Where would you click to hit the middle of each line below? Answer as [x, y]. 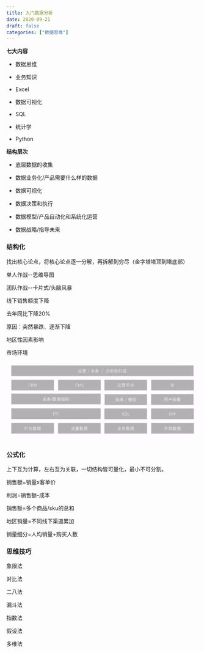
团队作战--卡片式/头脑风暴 [39, 287]
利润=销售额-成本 [28, 495]
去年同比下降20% [28, 313]
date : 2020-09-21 [28, 19]
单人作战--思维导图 [30, 275]
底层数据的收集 [34, 164]
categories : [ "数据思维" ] [38, 32]
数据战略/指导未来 [38, 230]
